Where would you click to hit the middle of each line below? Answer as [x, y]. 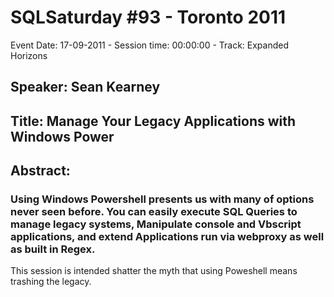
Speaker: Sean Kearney [85, 87]
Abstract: [40, 171]
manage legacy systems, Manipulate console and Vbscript [156, 224]
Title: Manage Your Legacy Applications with [153, 121]
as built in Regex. [53, 249]
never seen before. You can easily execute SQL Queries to [154, 212]
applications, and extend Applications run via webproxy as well [167, 237]
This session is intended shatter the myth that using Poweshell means [154, 271]
